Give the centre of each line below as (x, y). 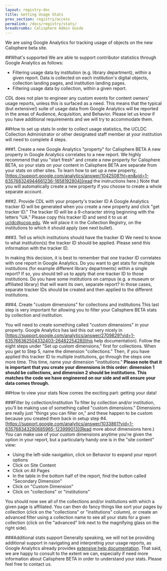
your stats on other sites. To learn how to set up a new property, (71, 171)
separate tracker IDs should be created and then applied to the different (79, 289)
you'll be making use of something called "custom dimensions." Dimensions (83, 408)
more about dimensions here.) (123, 429)
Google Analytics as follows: (34, 63)
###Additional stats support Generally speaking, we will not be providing (80, 538)
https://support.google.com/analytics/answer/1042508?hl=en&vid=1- (78, 176)
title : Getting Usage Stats (34, 14)
